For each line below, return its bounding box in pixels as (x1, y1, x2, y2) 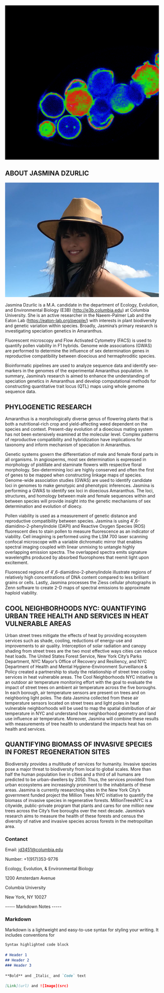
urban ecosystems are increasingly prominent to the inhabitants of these (5, 781, 151, 787)
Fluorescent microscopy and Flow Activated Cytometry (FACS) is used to (5, 337, 152, 343)
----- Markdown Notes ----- (5, 904, 62, 910)
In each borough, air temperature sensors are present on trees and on (5, 689, 145, 695)
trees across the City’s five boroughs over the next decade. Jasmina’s (5, 807, 145, 813)
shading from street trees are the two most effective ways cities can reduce (5, 648, 158, 654)
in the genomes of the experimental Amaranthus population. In (22, 368, 148, 374)
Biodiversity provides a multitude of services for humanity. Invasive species (5, 761, 157, 767)
